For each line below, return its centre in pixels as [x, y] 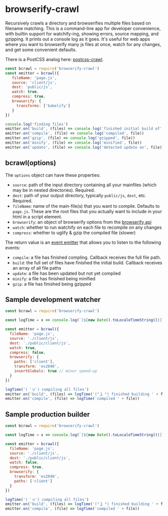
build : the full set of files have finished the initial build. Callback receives [87, 263]
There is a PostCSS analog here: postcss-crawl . [54, 59]
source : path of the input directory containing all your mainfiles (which [84, 185]
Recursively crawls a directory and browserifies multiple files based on [78, 23]
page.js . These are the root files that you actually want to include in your [87, 211]
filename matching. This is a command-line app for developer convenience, [83, 28]
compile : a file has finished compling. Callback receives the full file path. [87, 257]
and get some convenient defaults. [41, 50]
